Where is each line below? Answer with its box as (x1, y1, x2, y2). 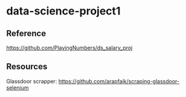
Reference (6, 28, 46, 39)
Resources (6, 61, 48, 72)
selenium (6, 84, 29, 91)
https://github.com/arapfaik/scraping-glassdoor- (58, 77, 180, 85)
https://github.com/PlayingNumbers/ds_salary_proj (6, 44, 133, 51)
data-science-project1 (6, 4, 121, 18)
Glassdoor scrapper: (6, 77, 57, 85)
